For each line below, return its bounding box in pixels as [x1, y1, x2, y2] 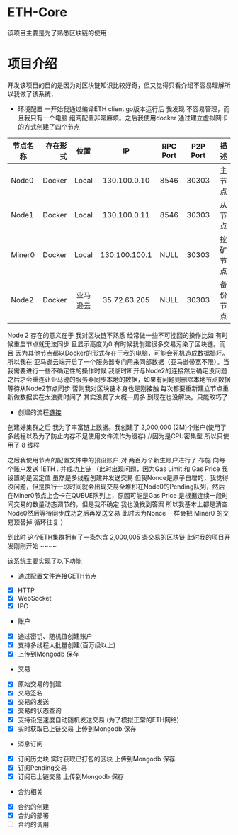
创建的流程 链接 [17, 408, 62, 416]
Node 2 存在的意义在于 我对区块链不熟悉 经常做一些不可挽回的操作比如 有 [7, 331, 222, 339]
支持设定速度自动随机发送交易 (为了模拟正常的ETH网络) [17, 715, 179, 724]
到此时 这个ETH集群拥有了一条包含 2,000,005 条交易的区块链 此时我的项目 [7, 533, 225, 541]
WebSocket [17, 593, 52, 602]
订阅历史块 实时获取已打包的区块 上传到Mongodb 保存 [17, 754, 176, 763]
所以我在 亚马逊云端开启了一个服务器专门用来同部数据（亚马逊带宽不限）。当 [7, 357, 229, 365]
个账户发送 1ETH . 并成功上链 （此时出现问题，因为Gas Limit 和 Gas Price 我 [7, 465, 228, 473]
